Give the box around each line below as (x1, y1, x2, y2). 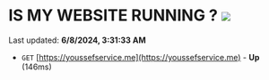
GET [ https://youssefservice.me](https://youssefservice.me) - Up (21, 52, 260, 62)
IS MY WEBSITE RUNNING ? (8, 5, 219, 26)
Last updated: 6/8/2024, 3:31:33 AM (8, 35, 146, 45)
